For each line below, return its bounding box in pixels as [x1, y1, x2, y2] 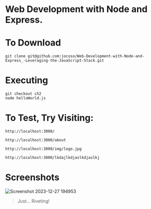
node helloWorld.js [5, 96, 46, 101]
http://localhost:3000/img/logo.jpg [5, 146, 82, 151]
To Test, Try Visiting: [5, 112, 94, 124]
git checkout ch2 [5, 91, 42, 96]
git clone [5, 54, 26, 59]
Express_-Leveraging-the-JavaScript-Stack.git [5, 58, 104, 63]
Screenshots [5, 172, 60, 183]
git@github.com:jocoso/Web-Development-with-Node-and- [27, 54, 144, 59]
